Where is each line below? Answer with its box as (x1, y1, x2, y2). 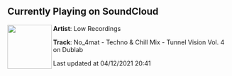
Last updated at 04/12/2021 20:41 (53, 59, 151, 68)
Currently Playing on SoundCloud (7, 6, 159, 18)
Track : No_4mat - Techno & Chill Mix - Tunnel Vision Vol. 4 (53, 38, 225, 46)
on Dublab (53, 45, 84, 53)
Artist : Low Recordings (53, 24, 121, 32)
